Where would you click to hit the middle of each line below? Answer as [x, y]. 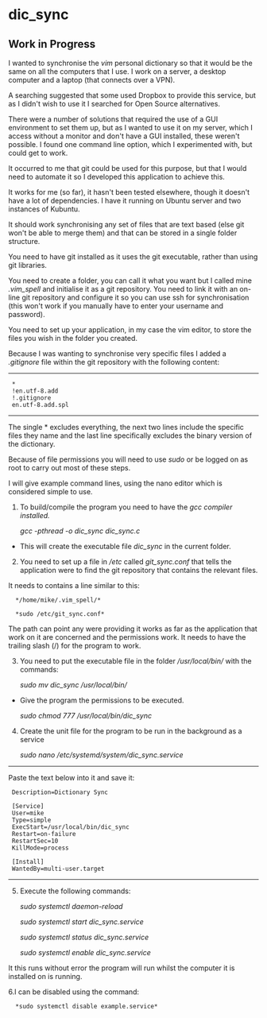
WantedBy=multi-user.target [58, 869]
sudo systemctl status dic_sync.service [84, 937]
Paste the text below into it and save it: [72, 778]
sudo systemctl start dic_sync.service [82, 922]
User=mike [28, 813]
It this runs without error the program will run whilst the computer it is [122, 968]
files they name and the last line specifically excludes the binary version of [130, 435]
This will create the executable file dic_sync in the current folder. [126, 546]
